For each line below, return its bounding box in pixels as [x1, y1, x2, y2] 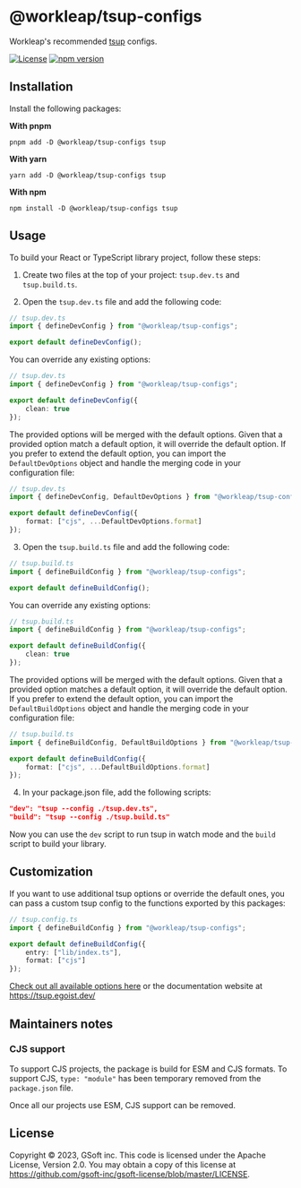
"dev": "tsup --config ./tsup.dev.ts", [9, 805, 159, 814]
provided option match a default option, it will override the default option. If [9, 438, 287, 449]
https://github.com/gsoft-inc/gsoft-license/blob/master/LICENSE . [9, 1168, 251, 1179]
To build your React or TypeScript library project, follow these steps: [9, 252, 262, 263]
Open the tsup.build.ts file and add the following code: [21, 541, 230, 552]
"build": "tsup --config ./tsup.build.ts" [9, 813, 170, 822]
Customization [9, 865, 94, 880]
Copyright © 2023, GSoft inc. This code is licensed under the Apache [9, 1149, 266, 1160]
